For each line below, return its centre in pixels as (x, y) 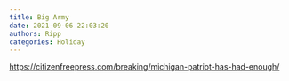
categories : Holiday (48, 42)
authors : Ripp (36, 33)
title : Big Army (39, 17)
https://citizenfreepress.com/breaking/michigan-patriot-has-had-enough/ (144, 67)
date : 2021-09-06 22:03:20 (59, 26)
